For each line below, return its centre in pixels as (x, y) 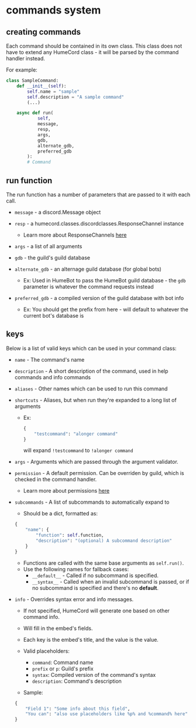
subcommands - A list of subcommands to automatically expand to (92, 502)
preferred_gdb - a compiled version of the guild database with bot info (99, 298)
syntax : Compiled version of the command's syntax (94, 675)
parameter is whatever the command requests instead (88, 287)
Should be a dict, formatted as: (61, 514)
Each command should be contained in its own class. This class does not (94, 46)
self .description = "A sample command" (76, 97)
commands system (54, 10)
